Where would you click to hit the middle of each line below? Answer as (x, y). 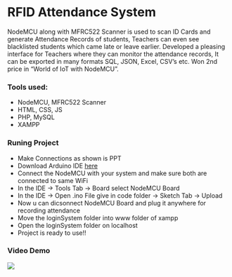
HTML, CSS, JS (40, 110)
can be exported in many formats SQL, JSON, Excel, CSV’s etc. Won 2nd (112, 61)
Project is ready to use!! (52, 233)
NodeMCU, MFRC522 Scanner (62, 102)
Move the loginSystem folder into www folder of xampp (98, 217)
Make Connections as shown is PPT (69, 158)
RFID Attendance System (82, 12)
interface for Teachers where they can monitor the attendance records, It (113, 54)
